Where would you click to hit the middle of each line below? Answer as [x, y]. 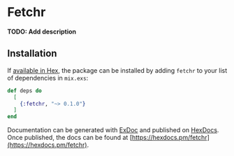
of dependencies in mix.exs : [48, 78]
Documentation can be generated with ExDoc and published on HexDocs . [113, 130]
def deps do [24, 91]
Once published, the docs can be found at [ [70, 138]
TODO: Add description [42, 31]
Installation [32, 54]
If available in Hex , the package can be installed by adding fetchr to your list [117, 70]
